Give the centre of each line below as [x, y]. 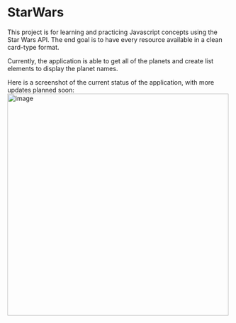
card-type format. [33, 47]
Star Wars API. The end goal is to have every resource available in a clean [115, 39]
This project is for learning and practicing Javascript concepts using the [112, 32]
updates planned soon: [41, 90]
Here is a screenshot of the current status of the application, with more [111, 82]
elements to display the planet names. [63, 68]
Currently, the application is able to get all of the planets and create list [111, 60]
